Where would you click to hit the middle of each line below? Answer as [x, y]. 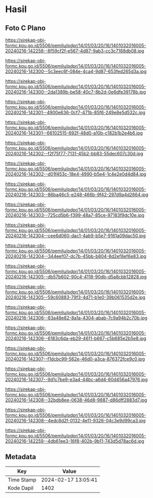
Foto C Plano [25, 28]
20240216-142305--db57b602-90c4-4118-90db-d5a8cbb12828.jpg [76, 277]
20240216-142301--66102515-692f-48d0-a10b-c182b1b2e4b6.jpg [74, 133]
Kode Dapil [21, 488]
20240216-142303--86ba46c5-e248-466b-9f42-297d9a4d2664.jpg [77, 195]
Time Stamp [22, 480]
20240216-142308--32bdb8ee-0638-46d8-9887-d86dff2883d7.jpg [76, 400]
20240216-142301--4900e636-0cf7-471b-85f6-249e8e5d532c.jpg [75, 112]
